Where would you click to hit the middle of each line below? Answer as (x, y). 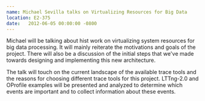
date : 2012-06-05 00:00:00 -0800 (52, 23)
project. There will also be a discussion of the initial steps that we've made (100, 54)
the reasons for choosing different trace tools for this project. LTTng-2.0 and (102, 79)
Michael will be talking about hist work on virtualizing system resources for (101, 41)
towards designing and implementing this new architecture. (81, 60)
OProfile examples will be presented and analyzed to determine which (95, 85)
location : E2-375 (28, 18)
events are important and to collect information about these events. (91, 92)
